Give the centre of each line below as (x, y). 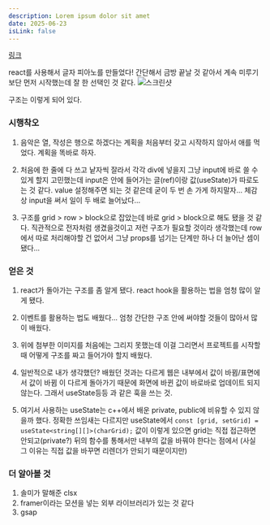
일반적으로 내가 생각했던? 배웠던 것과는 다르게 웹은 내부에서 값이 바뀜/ (130, 372)
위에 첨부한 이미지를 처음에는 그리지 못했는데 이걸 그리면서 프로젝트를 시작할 (140, 345)
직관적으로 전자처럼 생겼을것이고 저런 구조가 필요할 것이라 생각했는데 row (147, 228)
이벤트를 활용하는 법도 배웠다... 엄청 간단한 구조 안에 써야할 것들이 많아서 (135, 317)
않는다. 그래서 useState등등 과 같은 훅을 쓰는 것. (96, 393)
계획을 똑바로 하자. (67, 152)
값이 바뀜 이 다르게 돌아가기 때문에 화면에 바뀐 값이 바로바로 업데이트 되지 (145, 382)
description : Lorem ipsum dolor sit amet (79, 16)
